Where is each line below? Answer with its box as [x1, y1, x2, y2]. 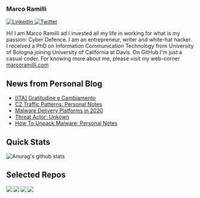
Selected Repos [6, 170, 66, 180]
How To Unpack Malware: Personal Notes [14, 120, 118, 127]
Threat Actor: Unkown [14, 114, 70, 121]
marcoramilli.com [6, 61, 49, 68]
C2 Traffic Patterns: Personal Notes [14, 100, 103, 108]
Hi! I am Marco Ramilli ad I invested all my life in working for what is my [6, 30, 180, 37]
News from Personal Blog [6, 78, 103, 89]
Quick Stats [6, 137, 51, 147]
